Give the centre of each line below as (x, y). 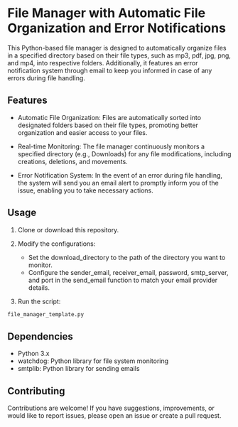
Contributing (36, 391)
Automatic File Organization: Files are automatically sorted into (109, 117)
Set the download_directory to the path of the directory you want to (127, 257)
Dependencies (40, 336)
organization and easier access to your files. (82, 132)
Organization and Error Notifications (117, 28)
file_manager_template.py (45, 314)
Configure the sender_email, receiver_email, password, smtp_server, (128, 272)
